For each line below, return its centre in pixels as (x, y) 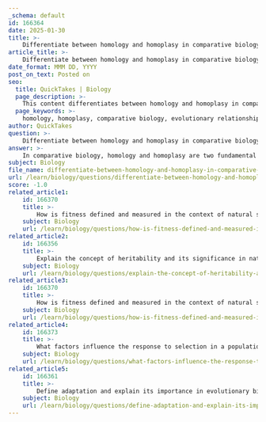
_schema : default (37, 15)
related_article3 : (38, 281)
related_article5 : (38, 369)
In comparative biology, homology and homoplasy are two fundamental (140, 155)
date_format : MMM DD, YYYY (53, 67)
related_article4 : (38, 325)
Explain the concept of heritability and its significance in (141, 258)
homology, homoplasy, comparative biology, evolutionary (118, 119)
